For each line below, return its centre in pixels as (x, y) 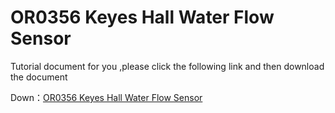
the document (39, 77)
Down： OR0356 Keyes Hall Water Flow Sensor (106, 97)
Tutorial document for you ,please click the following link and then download (167, 66)
